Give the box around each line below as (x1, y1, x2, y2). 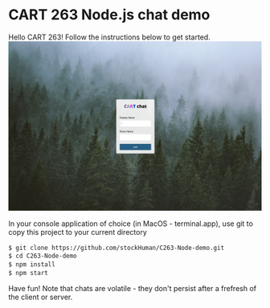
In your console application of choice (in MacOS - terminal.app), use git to (8, 219, 253, 228)
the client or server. (8, 292, 73, 302)
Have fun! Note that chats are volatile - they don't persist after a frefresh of (8, 284, 257, 294)
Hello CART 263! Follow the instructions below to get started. (8, 32, 211, 42)
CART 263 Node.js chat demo (8, 6, 211, 24)
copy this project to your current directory (8, 227, 147, 236)
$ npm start (8, 269, 48, 277)
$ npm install (8, 261, 56, 269)
